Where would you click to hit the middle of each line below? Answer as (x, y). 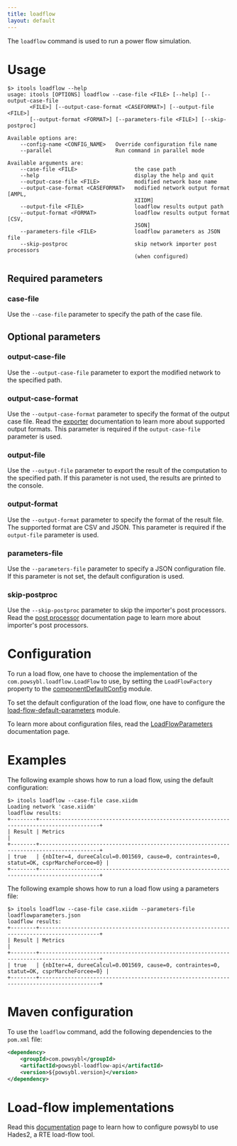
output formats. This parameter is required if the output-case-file (104, 429)
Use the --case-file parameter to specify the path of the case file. (105, 315)
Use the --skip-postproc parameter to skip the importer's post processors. (117, 610)
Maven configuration (70, 1012)
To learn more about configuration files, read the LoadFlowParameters (110, 724)
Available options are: (43, 138)
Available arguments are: (45, 163)
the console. (26, 485)
